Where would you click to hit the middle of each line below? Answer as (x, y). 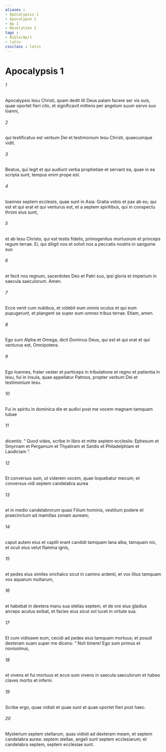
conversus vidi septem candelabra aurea (47, 483)
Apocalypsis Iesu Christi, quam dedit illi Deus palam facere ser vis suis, (78, 101)
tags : (12, 33)
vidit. (10, 143)
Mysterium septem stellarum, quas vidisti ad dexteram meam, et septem (79, 734)
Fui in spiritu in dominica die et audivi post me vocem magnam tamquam (79, 409)
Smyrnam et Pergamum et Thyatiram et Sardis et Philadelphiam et (72, 446)
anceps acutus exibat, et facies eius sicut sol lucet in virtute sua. (71, 611)
